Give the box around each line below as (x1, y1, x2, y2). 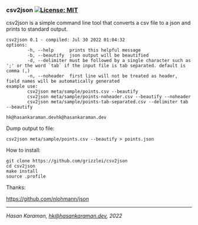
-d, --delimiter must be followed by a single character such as (27, 58, 192, 64)
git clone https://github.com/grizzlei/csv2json (6, 158, 128, 164)
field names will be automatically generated (6, 79, 120, 84)
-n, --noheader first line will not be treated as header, (27, 73, 178, 79)
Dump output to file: (6, 125, 55, 132)
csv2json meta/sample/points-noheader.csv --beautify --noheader (27, 94, 192, 100)
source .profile (6, 174, 46, 180)
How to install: (6, 146, 41, 154)
